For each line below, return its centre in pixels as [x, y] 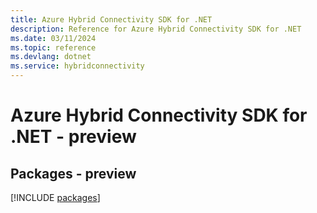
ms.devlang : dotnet [51, 57]
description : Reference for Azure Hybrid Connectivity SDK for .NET [156, 29]
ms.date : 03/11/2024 [53, 38]
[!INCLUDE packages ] [55, 197]
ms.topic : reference [53, 47]
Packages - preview [73, 173]
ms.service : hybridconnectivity [77, 66]
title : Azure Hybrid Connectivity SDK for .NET [111, 19]
